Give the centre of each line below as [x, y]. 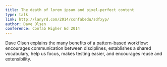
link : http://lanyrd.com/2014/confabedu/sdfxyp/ [57, 19]
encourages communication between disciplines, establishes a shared [78, 48]
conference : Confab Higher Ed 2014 [43, 29]
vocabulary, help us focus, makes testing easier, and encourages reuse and [84, 54]
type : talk [17, 15]
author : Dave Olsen [26, 24]
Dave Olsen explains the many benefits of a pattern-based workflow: [77, 43]
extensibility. [18, 59]
